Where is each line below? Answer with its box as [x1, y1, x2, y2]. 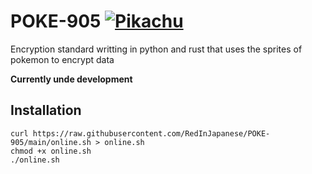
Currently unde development [10, 73, 133, 85]
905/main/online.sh [10, 137, 92, 147]
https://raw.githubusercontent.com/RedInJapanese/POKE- [32, 128, 271, 139]
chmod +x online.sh [10, 146, 92, 156]
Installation [10, 102, 82, 119]
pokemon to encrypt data [10, 53, 115, 65]
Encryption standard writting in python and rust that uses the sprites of [10, 43, 303, 55]
